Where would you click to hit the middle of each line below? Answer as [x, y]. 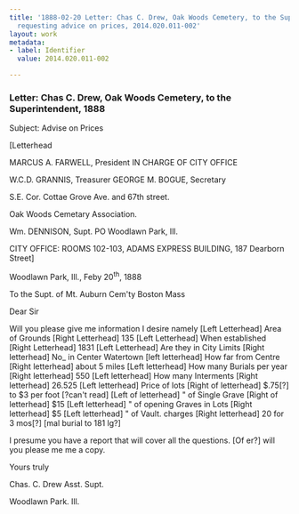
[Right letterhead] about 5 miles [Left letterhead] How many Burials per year [148, 366]
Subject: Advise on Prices [57, 128]
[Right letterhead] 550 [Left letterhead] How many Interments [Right [133, 375]
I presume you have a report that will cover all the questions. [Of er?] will [142, 440]
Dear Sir [24, 311]
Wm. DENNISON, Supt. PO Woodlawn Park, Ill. [93, 231]
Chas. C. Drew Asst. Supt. [57, 484]
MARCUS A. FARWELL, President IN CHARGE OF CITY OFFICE [124, 163]
